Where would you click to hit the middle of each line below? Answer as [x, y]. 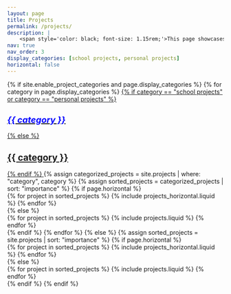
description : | [29, 33]
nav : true [21, 45]
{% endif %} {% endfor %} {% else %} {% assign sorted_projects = [103, 233]
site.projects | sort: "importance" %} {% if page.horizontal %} [95, 240]
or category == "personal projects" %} [62, 99]
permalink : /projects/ [40, 26]
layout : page [26, 13]
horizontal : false [33, 65]
